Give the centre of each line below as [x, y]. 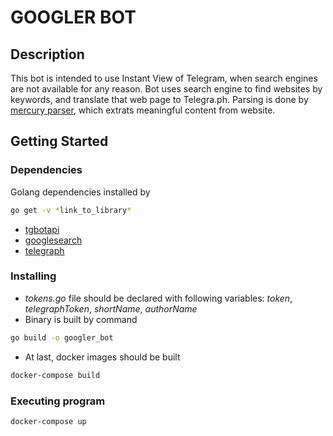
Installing [33, 276]
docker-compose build [55, 375]
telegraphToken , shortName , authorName [111, 308]
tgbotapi [42, 229]
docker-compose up [48, 421]
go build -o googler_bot [62, 337]
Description [47, 54]
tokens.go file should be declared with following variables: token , [158, 298]
